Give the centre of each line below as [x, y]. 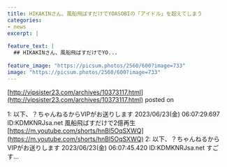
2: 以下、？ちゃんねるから [182, 139]
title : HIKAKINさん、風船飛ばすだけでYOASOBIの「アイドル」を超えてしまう [105, 14]
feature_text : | [31, 46]
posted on [160, 99]
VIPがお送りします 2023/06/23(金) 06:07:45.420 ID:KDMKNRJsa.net [106, 147]
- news [17, 27]
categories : [24, 20]
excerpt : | [23, 33]
